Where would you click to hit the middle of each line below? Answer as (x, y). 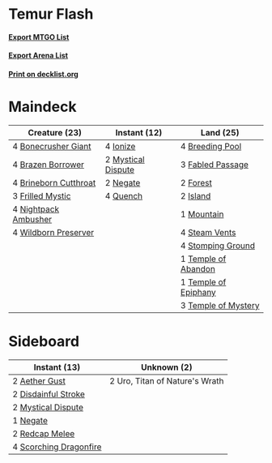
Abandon (198, 268)
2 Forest (196, 182)
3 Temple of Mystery (220, 305)
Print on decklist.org (43, 74)
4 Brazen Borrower (49, 165)
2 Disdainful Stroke (49, 394)
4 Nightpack (36, 209)
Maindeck (42, 107)
